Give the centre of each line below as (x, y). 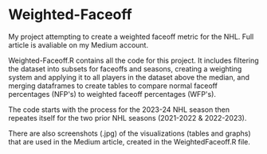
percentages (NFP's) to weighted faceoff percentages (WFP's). (112, 94)
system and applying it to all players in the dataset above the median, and (129, 77)
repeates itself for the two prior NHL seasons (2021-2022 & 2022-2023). (128, 117)
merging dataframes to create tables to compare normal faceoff (113, 86)
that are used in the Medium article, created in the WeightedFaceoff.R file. (130, 141)
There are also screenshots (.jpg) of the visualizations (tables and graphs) (130, 133)
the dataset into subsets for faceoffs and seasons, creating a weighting (125, 68)
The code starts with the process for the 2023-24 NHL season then (119, 110)
